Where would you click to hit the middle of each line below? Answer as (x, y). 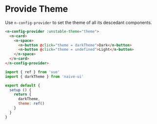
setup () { (20, 90)
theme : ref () (31, 103)
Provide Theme (37, 9)
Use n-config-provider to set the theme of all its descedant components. (78, 22)
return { (23, 94)
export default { (23, 85)
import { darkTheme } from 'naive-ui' (44, 77)
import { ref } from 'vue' (32, 72)
